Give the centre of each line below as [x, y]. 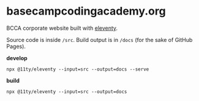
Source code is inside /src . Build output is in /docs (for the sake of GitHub [99, 40]
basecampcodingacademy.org [86, 11]
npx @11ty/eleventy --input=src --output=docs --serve [78, 69]
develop [17, 58]
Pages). [16, 46]
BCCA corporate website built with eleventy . [62, 28]
